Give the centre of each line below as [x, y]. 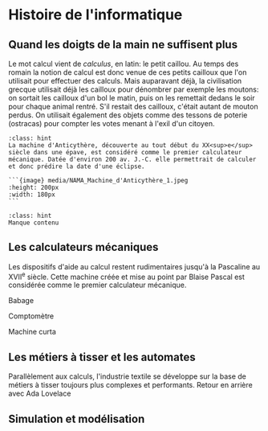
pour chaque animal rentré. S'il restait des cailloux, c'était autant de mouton [133, 107]
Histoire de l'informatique [95, 15]
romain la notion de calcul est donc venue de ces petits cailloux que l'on [128, 72]
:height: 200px [34, 187]
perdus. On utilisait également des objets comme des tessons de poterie [128, 115]
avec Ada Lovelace [40, 394]
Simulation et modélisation [77, 419]
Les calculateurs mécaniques [83, 247]
